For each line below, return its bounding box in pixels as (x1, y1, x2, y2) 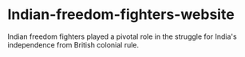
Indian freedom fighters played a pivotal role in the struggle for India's (7, 32, 237, 41)
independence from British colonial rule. (7, 40, 140, 49)
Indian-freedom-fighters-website (7, 6, 235, 24)
